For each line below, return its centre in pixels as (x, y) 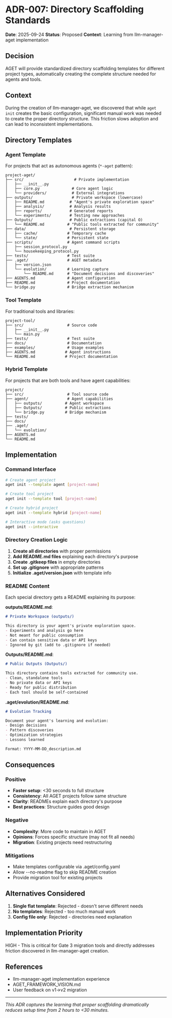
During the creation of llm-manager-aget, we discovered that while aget (81, 108)
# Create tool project (29, 494)
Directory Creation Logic (37, 540)
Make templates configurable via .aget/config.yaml (66, 867)
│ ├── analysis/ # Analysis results (58, 207)
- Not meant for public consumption (44, 635)
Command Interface (31, 470)
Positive (16, 779)
